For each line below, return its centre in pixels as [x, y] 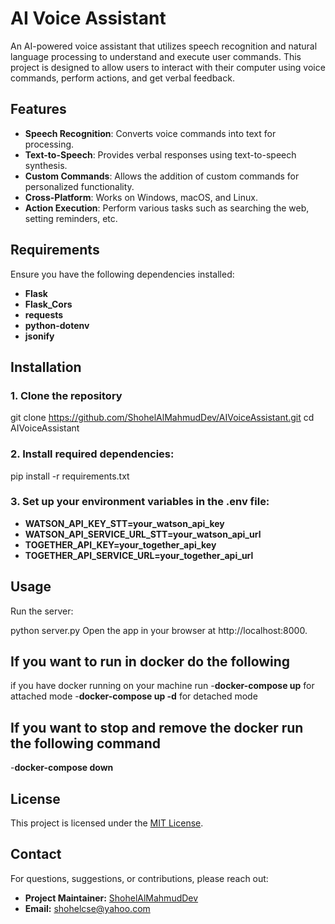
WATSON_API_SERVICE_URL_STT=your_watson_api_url [143, 534]
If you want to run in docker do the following [150, 662]
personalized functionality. [79, 186]
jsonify [39, 336]
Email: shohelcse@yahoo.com [87, 908]
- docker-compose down [62, 768]
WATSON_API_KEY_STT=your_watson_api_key [124, 523]
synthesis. [46, 165]
